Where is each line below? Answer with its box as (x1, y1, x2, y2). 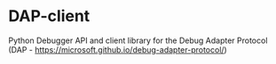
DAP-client (8, 6, 91, 26)
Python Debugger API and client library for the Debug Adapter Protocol (8, 35, 268, 46)
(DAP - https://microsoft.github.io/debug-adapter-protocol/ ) (8, 44, 227, 54)
